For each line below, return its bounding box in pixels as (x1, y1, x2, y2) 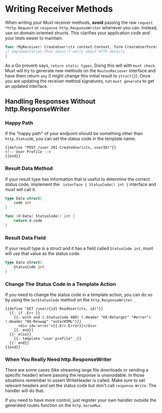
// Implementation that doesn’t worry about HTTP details (5, 49, 125, 54)
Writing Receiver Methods (5, 3, 113, 15)
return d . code (14, 218, 42, 223)
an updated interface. (5, 83, 49, 89)
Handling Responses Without (5, 97, 96, 105)
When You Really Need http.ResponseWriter (5, 356, 112, 363)
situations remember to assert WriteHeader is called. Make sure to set (5, 377, 145, 383)
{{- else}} (9, 332, 32, 337)
